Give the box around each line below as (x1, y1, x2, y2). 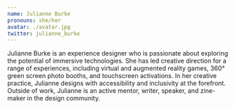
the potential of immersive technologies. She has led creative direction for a (7, 57, 227, 65)
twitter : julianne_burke (7, 30, 80, 37)
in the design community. (27, 94, 101, 103)
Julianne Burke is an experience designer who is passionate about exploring (7, 49, 229, 58)
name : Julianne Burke (7, 10, 71, 18)
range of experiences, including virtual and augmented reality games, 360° (7, 64, 225, 72)
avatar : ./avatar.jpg (7, 23, 71, 30)
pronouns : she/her (7, 17, 61, 24)
